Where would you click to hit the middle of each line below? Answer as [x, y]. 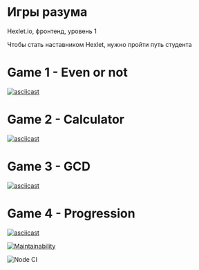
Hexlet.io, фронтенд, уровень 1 [52, 31]
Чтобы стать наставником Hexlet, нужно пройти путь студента [99, 44]
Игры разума [47, 12]
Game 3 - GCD [49, 166]
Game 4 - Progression [72, 213]
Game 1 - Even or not [67, 73]
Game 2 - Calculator [66, 120]
